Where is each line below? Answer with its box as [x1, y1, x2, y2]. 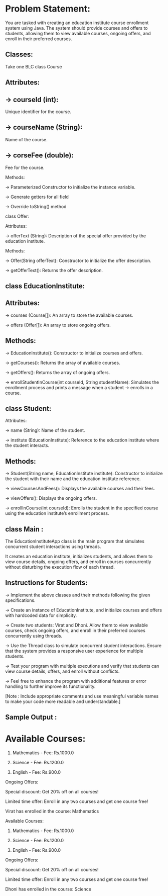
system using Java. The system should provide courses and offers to [5, 25, 148, 31]
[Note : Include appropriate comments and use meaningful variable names [5, 693, 159, 699]
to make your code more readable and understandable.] [5, 698, 121, 704]
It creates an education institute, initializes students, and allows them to [5, 554, 153, 560]
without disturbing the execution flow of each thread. [5, 564, 115, 570]
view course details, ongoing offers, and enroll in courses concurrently [5, 559, 151, 565]
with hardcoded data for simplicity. [5, 612, 77, 618]
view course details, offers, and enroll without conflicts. [5, 668, 120, 674]
